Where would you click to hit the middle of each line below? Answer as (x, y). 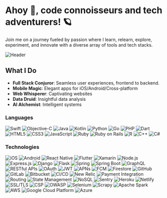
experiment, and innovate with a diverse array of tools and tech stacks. (79, 45)
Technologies (22, 147)
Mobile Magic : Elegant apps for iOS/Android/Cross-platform (75, 88)
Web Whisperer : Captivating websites (52, 94)
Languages (19, 117)
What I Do (21, 71)
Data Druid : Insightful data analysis (49, 99)
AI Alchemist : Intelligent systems (47, 104)
